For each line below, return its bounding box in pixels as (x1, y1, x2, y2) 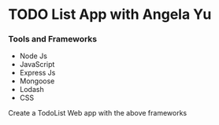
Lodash (19, 85, 45, 94)
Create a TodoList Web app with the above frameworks (8, 108, 187, 118)
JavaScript (19, 60, 55, 69)
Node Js (19, 51, 47, 61)
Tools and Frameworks (8, 34, 97, 45)
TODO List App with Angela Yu (8, 6, 212, 24)
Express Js (19, 68, 56, 78)
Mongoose (19, 76, 55, 86)
